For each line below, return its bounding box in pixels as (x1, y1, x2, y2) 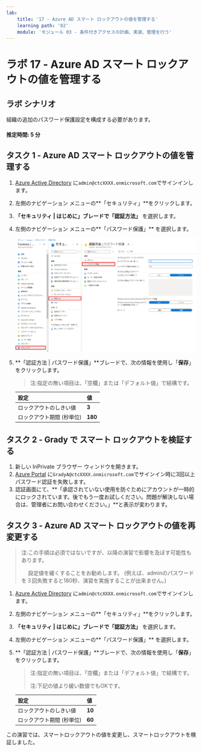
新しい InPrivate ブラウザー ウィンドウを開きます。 (14, 463, 142, 471)
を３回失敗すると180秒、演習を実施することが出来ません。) (21, 577, 167, 584)
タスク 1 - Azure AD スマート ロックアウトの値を (6, 150, 186, 160)
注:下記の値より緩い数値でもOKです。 (30, 682, 124, 690)
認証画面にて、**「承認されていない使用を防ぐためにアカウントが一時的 (14, 486, 195, 493)
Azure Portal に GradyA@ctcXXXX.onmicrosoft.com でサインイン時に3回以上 (14, 471, 195, 478)
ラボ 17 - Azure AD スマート (6, 58, 144, 71)
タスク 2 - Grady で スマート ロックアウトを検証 (6, 435, 185, 445)
